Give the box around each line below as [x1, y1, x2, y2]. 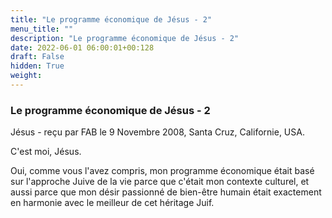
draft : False [10, 52, 65, 62]
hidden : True [10, 61, 65, 71]
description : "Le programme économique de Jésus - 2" [10, 33, 240, 43]
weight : [10, 71, 43, 81]
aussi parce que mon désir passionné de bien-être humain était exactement [10, 186, 322, 198]
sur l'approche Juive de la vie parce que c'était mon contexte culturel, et [10, 176, 310, 188]
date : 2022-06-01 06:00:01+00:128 [10, 42, 155, 53]
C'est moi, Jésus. [10, 146, 82, 158]
